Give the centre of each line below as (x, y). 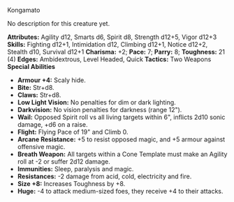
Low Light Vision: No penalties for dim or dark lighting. (96, 102)
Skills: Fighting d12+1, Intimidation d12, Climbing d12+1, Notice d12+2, (108, 44)
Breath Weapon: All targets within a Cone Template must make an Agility (122, 154)
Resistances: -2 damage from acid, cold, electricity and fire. (104, 176)
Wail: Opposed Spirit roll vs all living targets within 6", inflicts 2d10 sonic (121, 117)
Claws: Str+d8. (39, 95)
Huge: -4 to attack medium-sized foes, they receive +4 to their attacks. (120, 191)
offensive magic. (41, 147)
